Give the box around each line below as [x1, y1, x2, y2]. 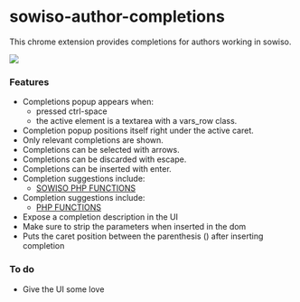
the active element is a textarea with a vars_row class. [35, 116, 238, 127]
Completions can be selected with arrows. [22, 145, 180, 156]
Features [9, 75, 50, 88]
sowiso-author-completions [9, 6, 226, 27]
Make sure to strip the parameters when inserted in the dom [22, 222, 247, 232]
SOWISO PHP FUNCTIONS [35, 183, 136, 193]
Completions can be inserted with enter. [22, 164, 172, 175]
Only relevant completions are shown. [22, 135, 164, 146]
